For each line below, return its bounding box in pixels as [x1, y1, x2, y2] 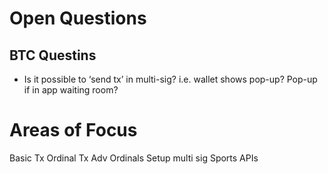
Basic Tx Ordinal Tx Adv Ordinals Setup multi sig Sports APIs [9, 152, 259, 164]
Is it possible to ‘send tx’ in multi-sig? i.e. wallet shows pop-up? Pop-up [23, 73, 318, 85]
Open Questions [9, 7, 147, 30]
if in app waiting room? [23, 84, 119, 96]
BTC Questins [9, 47, 97, 64]
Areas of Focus [9, 119, 138, 142]
